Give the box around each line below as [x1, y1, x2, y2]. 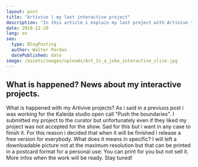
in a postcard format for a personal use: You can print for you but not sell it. [6, 148, 189, 155]
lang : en [6, 31, 28, 36]
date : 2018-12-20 [6, 25, 49, 31]
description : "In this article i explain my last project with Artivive [6, 19, 189, 25]
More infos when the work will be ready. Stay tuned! [6, 154, 133, 162]
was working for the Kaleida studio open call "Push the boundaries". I [6, 111, 174, 118]
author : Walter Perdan [11, 47, 67, 53]
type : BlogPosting [11, 42, 57, 48]
